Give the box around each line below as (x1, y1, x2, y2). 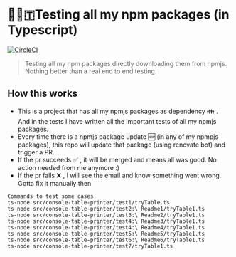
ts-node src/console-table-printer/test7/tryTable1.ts (7, 242, 173, 250)
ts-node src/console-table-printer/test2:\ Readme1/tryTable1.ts (7, 205, 205, 212)
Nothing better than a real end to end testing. (24, 67, 157, 75)
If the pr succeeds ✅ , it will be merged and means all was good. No (17, 155, 217, 164)
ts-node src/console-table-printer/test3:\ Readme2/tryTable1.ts (7, 211, 205, 219)
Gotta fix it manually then (17, 179, 92, 187)
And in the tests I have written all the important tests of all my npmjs (17, 117, 217, 125)
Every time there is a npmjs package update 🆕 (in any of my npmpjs (17, 132, 219, 141)
